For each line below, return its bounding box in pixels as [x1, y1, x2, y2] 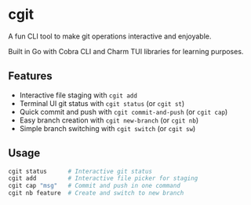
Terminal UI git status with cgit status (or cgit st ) [19, 98, 185, 108]
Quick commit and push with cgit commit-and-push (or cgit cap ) [19, 107, 228, 116]
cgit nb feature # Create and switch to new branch [8, 189, 184, 197]
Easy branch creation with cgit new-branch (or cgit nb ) [19, 115, 198, 125]
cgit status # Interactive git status [8, 167, 153, 175]
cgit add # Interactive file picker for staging [8, 174, 198, 182]
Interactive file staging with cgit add [19, 90, 137, 100]
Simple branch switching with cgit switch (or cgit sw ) [19, 123, 196, 133]
